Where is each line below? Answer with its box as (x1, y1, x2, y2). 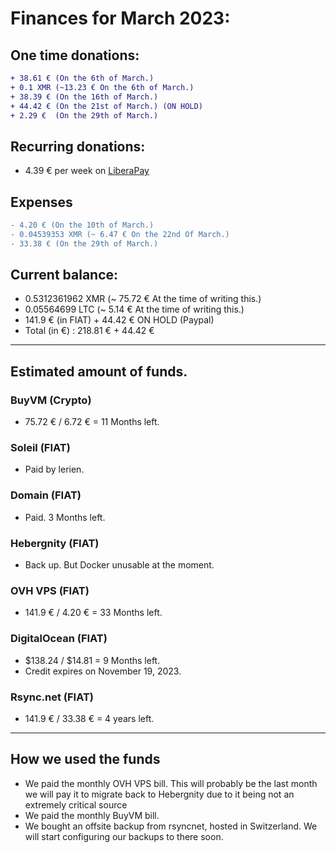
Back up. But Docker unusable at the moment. (24, 559, 215, 571)
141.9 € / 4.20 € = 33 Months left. (24, 607, 163, 619)
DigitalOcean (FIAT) (10, 632, 108, 646)
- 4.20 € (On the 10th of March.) (10, 220, 155, 230)
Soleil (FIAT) (10, 441, 71, 455)
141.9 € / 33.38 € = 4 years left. (24, 712, 155, 724)
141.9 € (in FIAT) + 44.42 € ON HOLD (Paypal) (24, 314, 215, 326)
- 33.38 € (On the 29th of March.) (10, 238, 159, 249)
